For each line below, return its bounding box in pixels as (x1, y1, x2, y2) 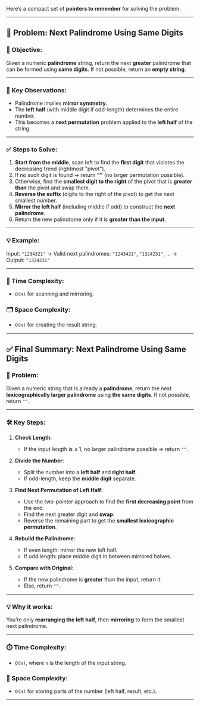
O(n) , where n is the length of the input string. (14, 659, 127, 666)
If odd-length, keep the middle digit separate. (23, 475, 136, 482)
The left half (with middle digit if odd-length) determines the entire (14, 105, 179, 113)
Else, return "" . (23, 582, 61, 589)
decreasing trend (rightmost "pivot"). (14, 165, 106, 172)
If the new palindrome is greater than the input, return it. (23, 576, 162, 583)
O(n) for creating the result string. (14, 321, 98, 328)
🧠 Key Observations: (6, 86, 67, 94)
